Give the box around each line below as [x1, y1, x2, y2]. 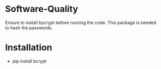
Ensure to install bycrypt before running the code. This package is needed [5, 20, 157, 25]
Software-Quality [5, 3, 78, 15]
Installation [5, 42, 53, 53]
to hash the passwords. [5, 24, 53, 30]
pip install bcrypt [12, 58, 47, 64]
